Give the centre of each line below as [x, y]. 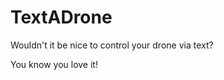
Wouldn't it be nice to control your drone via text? [112, 45]
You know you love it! [54, 64]
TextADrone [61, 17]
